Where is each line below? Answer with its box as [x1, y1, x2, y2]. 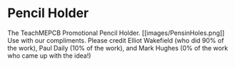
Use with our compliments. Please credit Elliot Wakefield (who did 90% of [7, 36, 224, 44]
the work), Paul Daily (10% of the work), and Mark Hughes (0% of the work [7, 43, 229, 52]
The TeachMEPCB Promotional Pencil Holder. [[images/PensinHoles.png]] [7, 29, 225, 37]
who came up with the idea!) [7, 51, 91, 60]
